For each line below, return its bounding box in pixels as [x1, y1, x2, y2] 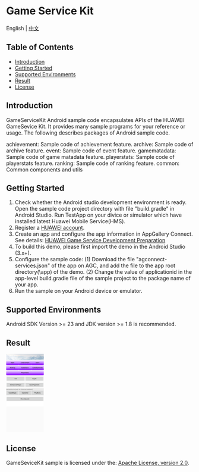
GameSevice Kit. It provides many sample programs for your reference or [6, 123, 186, 130]
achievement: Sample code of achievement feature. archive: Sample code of [6, 140, 194, 148]
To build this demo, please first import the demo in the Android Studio [14, 243, 186, 251]
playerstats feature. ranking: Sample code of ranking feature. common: [6, 160, 180, 167]
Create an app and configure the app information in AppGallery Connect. [14, 230, 193, 237]
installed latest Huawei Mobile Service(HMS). [14, 218, 126, 225]
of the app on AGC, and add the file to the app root [51, 262, 176, 269]
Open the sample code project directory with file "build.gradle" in [14, 205, 175, 212]
